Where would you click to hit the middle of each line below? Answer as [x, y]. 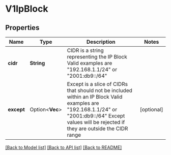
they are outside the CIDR [97, 129]
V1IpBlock [27, 9]
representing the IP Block [97, 57]
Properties [22, 28]
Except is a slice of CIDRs [97, 84]
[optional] [151, 110]
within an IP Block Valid [95, 97]
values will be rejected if [96, 122]
